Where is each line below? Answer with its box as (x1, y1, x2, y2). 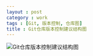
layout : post (6, 9, 43, 15)
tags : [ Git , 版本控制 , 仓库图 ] (6, 20, 83, 26)
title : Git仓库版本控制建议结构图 (6, 26, 87, 32)
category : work (6, 15, 48, 21)
